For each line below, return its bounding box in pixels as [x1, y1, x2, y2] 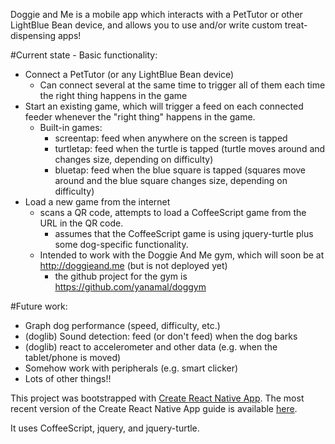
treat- [284, 19, 308, 31]
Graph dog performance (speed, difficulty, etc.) [24, 320, 221, 331]
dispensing [10, 30, 56, 41]
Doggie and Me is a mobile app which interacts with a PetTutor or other [10, 9, 303, 20]
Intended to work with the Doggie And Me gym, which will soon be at [39, 249, 325, 261]
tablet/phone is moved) [24, 352, 122, 363]
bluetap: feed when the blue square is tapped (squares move [54, 164, 307, 176]
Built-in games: [39, 122, 103, 133]
